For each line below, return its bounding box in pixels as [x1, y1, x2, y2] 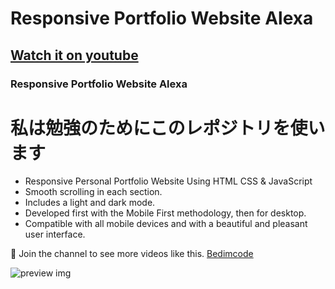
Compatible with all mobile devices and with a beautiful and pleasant [24, 218, 308, 230]
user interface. [24, 228, 86, 241]
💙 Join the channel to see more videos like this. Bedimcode [10, 248, 254, 260]
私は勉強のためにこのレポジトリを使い [10, 117, 326, 139]
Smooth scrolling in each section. [24, 186, 163, 198]
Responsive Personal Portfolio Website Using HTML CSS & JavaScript [24, 175, 313, 187]
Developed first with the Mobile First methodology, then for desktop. [24, 207, 307, 219]
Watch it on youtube [10, 47, 139, 64]
